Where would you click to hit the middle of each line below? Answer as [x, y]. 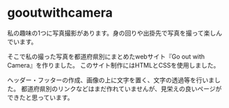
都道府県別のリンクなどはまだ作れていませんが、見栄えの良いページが [121, 88]
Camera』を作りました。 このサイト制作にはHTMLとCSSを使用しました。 [113, 65]
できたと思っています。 [40, 97]
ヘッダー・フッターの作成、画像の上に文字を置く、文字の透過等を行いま [111, 80]
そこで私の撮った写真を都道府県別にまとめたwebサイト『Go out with [106, 56]
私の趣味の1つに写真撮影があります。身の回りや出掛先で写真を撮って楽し [112, 33]
